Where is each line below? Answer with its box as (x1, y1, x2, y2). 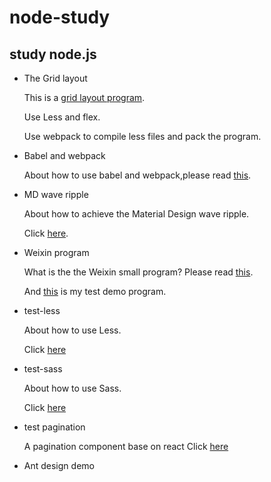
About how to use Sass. (23, 382, 122, 394)
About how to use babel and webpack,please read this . (23, 169, 252, 181)
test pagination (23, 421, 86, 433)
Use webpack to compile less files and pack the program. (23, 131, 262, 142)
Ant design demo (23, 460, 95, 471)
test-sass (23, 363, 63, 375)
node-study (9, 6, 111, 29)
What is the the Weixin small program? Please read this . (23, 266, 254, 278)
